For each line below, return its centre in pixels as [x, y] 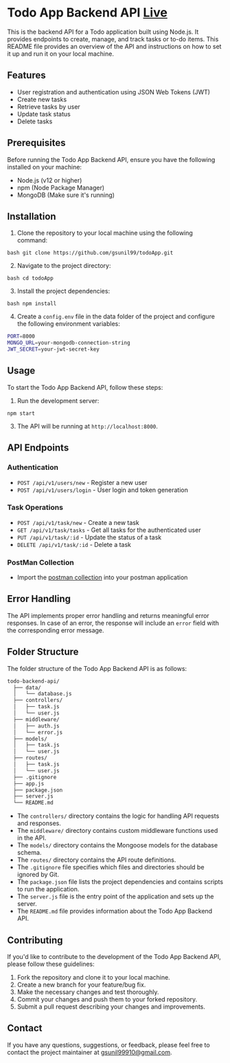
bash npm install [32, 304]
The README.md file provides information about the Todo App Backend [115, 911]
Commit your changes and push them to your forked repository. [107, 1000]
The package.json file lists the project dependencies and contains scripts [120, 882]
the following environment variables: [68, 324]
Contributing [35, 940]
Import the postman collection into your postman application [102, 577]
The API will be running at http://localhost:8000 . [87, 426]
